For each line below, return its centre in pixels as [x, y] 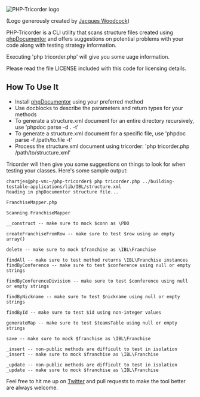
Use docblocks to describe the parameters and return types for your [99, 108]
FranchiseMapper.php [32, 202]
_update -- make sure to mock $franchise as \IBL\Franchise [83, 370]
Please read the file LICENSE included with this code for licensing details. [96, 68]
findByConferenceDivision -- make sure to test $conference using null [97, 281]
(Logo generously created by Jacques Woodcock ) [68, 21]
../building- [159, 181]
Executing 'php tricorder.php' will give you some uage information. [88, 57]
